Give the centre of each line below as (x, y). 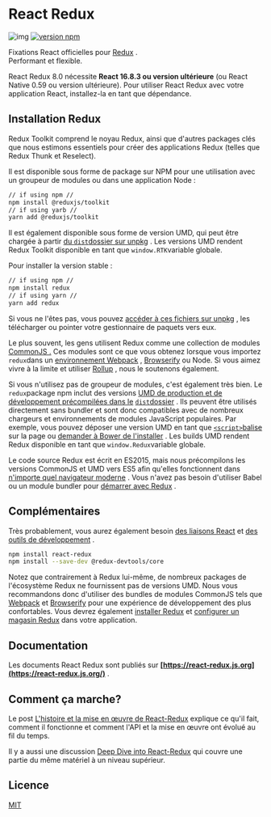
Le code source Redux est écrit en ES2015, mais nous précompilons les (127, 460)
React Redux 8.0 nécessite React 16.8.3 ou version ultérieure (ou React (128, 76)
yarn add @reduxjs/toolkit (54, 218)
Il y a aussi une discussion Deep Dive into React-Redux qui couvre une (126, 751)
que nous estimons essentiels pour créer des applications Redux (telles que (134, 147)
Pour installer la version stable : (60, 266)
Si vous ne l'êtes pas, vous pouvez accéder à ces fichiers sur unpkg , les (129, 318)
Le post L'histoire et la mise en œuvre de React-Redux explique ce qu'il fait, (134, 718)
